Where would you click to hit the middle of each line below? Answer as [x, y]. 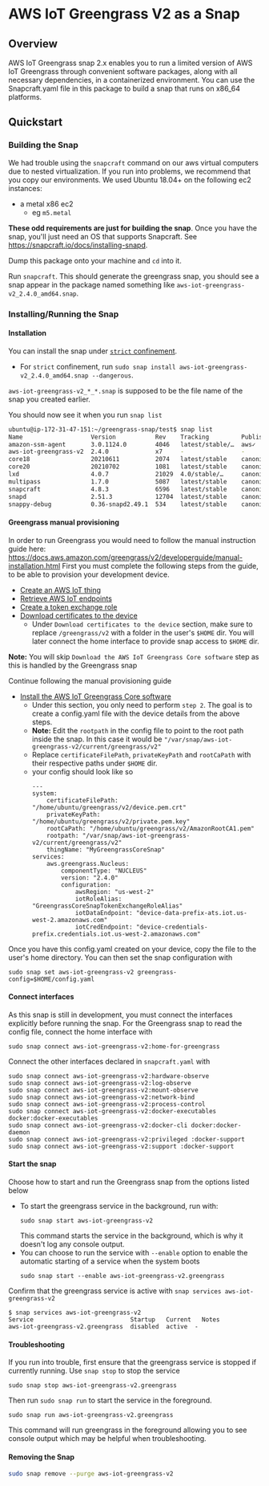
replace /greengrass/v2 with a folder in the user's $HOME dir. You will [143, 632]
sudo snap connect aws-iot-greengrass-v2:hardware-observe [109, 1076]
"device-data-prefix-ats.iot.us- [192, 912]
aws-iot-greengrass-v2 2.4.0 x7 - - [127, 452]
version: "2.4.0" [89, 878]
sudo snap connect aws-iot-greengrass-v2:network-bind [102, 1097]
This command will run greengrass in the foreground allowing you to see [128, 1430]
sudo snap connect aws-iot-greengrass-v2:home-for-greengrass [114, 1046]
